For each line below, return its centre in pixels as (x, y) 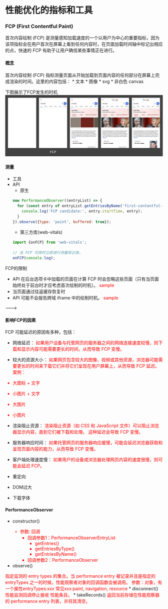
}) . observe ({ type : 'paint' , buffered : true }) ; (62, 222)
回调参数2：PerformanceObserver (63, 560)
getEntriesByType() (55, 549)
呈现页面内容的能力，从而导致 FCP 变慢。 (55, 449)
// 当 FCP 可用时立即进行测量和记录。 (47, 253)
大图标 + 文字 (26, 383)
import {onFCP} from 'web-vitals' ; (49, 242)
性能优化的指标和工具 (49, 10)
